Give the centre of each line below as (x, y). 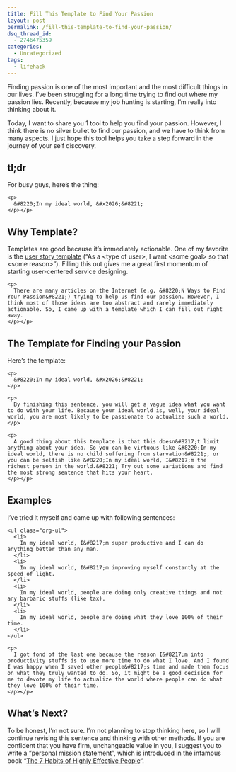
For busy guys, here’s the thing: (53, 185)
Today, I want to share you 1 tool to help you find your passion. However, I (114, 123)
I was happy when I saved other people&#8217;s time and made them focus (118, 666)
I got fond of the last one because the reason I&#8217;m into (108, 654)
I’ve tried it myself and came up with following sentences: (91, 517)
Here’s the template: (36, 361)
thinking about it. (32, 109)
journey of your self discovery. (52, 145)
